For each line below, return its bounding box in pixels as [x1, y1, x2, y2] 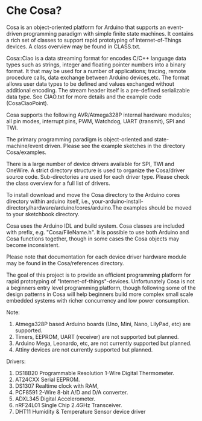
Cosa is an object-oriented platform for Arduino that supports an [6, 24, 166, 31]
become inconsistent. [6, 241, 60, 248]
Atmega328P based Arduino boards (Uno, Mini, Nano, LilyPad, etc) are [14, 320, 191, 327]
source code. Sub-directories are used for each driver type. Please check [6, 173, 189, 180]
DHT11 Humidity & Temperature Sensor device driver [14, 408, 146, 415]
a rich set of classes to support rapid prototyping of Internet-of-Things [6, 36, 182, 43]
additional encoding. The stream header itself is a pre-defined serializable [6, 86, 190, 94]
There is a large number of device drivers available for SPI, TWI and [6, 160, 175, 167]
